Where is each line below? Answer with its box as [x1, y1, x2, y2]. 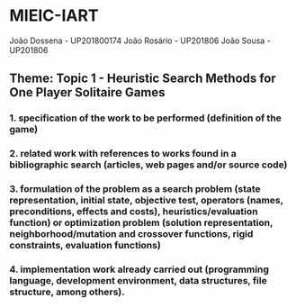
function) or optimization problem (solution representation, [9, 217, 274, 230]
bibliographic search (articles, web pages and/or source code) [9, 158, 288, 171]
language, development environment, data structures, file [9, 275, 267, 287]
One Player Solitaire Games [9, 85, 166, 100]
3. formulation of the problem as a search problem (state [9, 183, 261, 195]
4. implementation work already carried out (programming [9, 263, 270, 275]
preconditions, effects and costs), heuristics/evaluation [9, 205, 258, 218]
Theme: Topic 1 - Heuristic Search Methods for [9, 71, 276, 86]
